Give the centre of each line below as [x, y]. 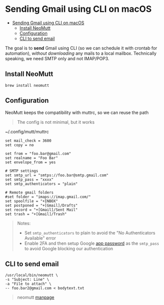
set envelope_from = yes [30, 162]
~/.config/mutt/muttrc [27, 131]
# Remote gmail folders [29, 192]
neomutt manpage [36, 298]
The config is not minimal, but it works [56, 122]
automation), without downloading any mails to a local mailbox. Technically [81, 53]
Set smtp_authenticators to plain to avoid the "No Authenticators [90, 232]
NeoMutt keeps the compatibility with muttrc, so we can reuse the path [77, 113]
